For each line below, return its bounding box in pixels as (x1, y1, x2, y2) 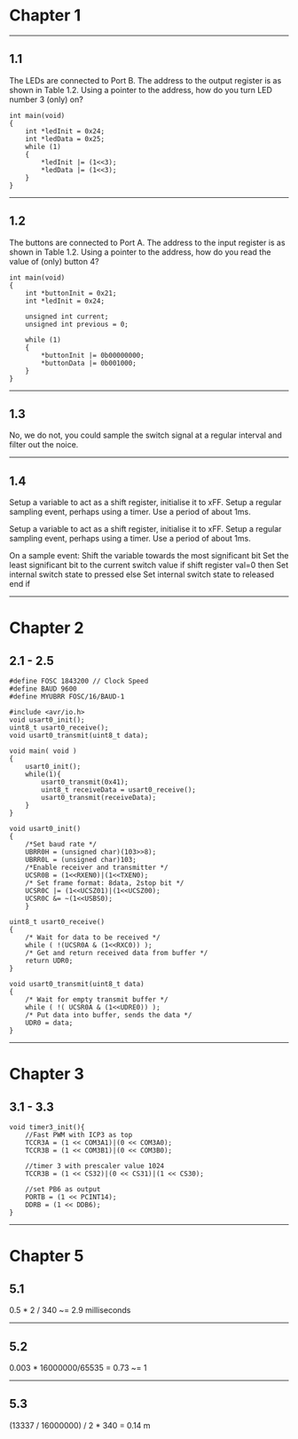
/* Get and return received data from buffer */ (25, 949, 208, 958)
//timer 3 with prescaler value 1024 (25, 1162, 165, 1171)
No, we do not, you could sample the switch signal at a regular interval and (9, 430, 282, 440)
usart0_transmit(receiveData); (41, 794, 157, 803)
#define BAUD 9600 (9, 684, 77, 693)
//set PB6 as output (25, 1185, 101, 1194)
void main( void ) (9, 747, 77, 755)
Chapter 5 (9, 1246, 84, 1266)
